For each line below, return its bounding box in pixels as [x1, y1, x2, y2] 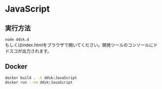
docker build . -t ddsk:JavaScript [5, 75, 77, 80]
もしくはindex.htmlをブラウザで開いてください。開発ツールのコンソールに [5, 42, 154, 48]
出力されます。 [21, 48, 52, 54]
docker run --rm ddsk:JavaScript [5, 80, 73, 85]
